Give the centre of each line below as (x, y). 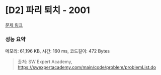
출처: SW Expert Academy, (45, 62)
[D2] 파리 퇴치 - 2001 (48, 10)
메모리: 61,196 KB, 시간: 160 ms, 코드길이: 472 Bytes (58, 51)
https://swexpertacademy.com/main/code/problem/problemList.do (87, 67)
